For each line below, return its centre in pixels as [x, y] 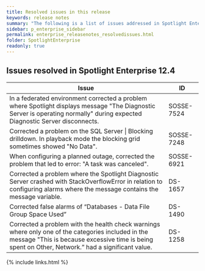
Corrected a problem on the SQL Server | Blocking [81, 131]
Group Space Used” [38, 214]
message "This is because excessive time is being [81, 239]
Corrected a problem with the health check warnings [85, 224]
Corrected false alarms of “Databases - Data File [80, 206]
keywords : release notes [38, 18]
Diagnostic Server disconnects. [54, 121]
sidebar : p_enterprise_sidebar [46, 29]
